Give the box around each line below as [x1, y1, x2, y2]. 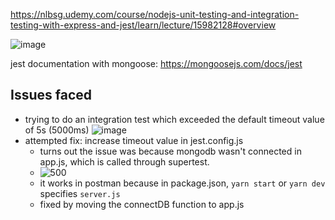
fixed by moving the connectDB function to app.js [39, 198, 245, 210]
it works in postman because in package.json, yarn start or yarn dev [39, 177, 326, 189]
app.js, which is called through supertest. [39, 155, 210, 168]
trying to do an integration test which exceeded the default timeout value [24, 113, 325, 125]
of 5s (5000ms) [24, 124, 90, 136]
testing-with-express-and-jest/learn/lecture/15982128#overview [10, 19, 277, 31]
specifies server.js [39, 187, 121, 199]
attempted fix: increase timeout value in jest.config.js [24, 134, 244, 146]
